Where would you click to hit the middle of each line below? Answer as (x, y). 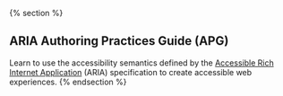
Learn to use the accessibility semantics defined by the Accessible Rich (142, 63)
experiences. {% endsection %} (68, 82)
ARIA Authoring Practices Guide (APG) (119, 41)
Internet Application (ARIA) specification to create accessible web (131, 72)
